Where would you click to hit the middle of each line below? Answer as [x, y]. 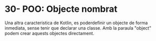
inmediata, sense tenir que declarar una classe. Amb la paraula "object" [78, 28]
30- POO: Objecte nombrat [61, 9]
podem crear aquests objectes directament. [49, 33]
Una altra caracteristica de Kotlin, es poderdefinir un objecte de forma [76, 23]
